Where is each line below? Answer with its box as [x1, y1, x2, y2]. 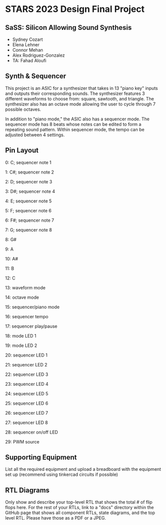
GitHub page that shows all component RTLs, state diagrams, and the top [5, 510, 156, 516]
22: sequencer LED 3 [5, 371, 49, 377]
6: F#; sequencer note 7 [5, 217, 55, 223]
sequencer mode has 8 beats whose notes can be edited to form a [5, 121, 142, 127]
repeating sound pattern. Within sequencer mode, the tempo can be [5, 126, 145, 132]
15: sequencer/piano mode [5, 304, 60, 310]
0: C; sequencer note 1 [5, 159, 52, 165]
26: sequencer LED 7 [5, 410, 48, 416]
